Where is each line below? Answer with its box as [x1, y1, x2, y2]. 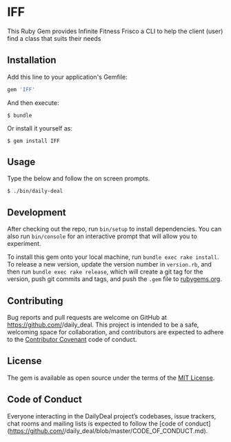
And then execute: [7, 98, 59, 107]
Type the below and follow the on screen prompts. [7, 174, 150, 183]
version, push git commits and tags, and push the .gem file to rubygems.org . [7, 275, 223, 283]
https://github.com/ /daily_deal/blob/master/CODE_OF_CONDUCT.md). [9, 426, 208, 435]
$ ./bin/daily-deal [7, 188, 63, 195]
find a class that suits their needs [7, 34, 101, 42]
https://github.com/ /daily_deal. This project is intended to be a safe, [7, 320, 199, 329]
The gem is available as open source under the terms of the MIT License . [7, 374, 215, 382]
